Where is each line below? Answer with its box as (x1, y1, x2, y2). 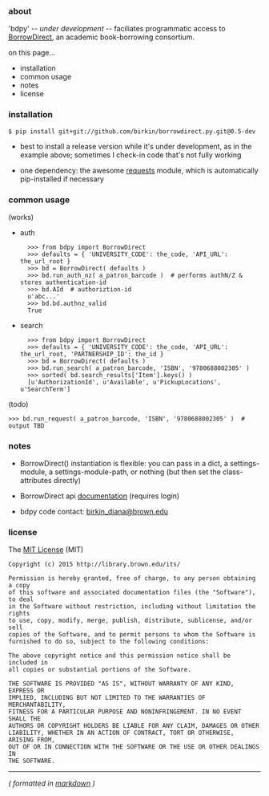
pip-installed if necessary (19, 174, 104, 184)
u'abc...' (27, 292, 60, 300)
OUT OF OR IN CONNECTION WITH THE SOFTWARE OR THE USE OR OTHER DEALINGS (8, 743, 260, 751)
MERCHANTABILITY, (8, 701, 66, 709)
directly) (53, 476, 82, 485)
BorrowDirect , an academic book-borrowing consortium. (8, 32, 195, 42)
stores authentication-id (19, 278, 106, 286)
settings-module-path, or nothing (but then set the (54, 467, 222, 477)
